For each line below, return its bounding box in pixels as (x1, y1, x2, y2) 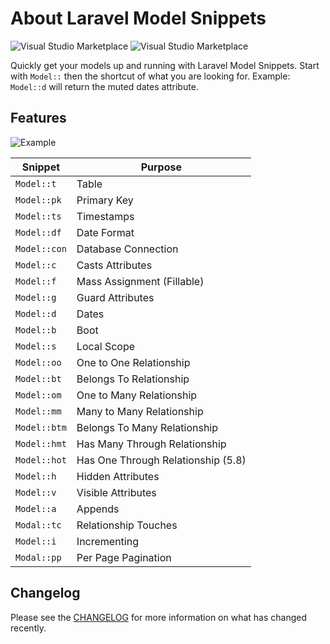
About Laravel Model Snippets (10, 7, 267, 30)
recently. (10, 622, 47, 634)
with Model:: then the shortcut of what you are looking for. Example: (10, 70, 291, 82)
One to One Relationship (76, 355, 191, 369)
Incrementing (76, 534, 139, 548)
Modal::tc (15, 519, 62, 531)
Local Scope (76, 339, 136, 353)
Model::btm (15, 422, 67, 433)
